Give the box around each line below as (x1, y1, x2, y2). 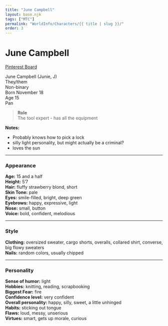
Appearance (5, 162, 36, 169)
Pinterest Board (5, 64, 37, 70)
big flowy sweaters (5, 244, 44, 250)
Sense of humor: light (5, 278, 51, 284)
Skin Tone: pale (5, 189, 38, 195)
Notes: (5, 125, 20, 131)
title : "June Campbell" (5, 7, 55, 12)
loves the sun (12, 145, 40, 151)
